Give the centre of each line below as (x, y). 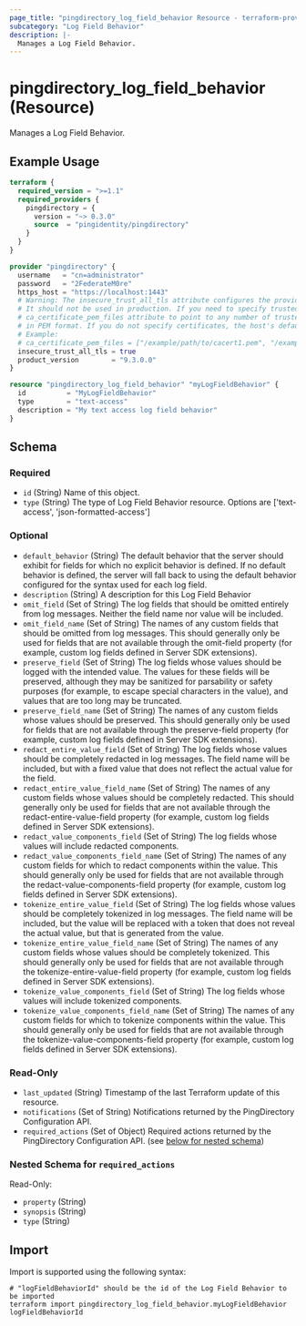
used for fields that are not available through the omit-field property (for (158, 642)
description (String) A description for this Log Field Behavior (137, 594)
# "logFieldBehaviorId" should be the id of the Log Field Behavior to (148, 1289)
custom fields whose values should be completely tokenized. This (146, 952)
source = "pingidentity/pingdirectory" (111, 225)
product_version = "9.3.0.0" (87, 360)
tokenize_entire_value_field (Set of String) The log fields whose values (159, 903)
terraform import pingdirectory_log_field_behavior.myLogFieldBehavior (148, 1305)
